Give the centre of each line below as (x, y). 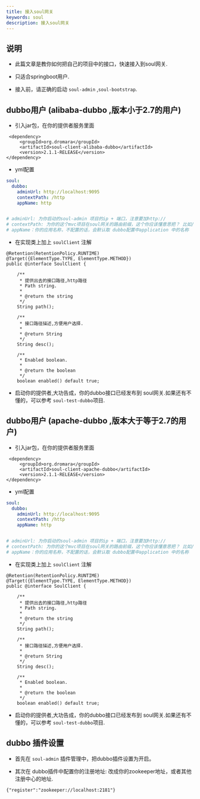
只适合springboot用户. (42, 77)
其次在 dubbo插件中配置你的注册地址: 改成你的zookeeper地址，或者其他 (103, 771)
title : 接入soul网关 (30, 12)
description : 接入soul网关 (38, 23)
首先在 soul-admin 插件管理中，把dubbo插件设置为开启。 (85, 758)
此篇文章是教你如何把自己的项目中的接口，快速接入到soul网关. (91, 64)
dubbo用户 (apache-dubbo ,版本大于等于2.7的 (92, 421)
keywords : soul (25, 17)
